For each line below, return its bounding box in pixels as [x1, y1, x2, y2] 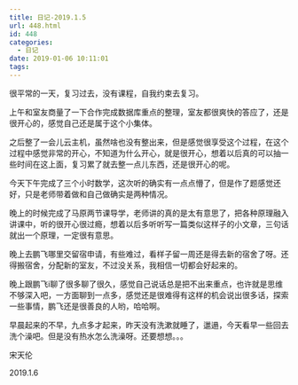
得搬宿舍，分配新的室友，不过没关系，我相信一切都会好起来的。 [9, 259, 242, 271]
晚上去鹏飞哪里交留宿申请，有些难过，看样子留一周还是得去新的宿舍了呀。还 [9, 248, 289, 259]
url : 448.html [9, 21, 62, 30]
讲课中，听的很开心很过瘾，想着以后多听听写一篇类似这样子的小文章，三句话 [9, 218, 289, 229]
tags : [9, 63, 29, 72]
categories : [9, 37, 53, 47]
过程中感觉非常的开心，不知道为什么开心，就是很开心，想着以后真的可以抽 [9, 147, 281, 158]
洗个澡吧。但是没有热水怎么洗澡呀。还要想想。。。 [9, 330, 188, 342]
